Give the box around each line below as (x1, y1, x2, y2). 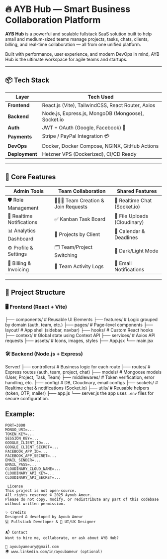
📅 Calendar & (114, 228, 145, 235)
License (7, 484, 23, 489)
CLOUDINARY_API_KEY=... (5, 471, 55, 476)
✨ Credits (5, 510, 26, 515)
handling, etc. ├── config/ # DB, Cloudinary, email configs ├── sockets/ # (5, 379, 158, 385)
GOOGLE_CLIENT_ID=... (5, 441, 50, 446)
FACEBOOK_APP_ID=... (5, 449, 48, 454)
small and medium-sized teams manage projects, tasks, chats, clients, (5, 36, 149, 42)
